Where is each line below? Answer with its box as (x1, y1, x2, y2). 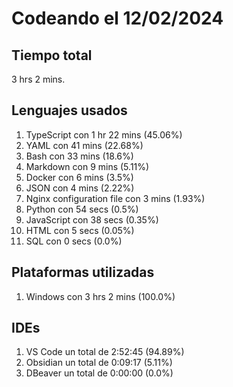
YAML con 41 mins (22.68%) (25, 139, 144, 151)
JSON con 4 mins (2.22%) (25, 182, 135, 194)
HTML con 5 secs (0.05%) (25, 224, 135, 236)
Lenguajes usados (11, 102, 128, 119)
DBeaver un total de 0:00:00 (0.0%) (25, 367, 174, 379)
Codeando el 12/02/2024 (11, 7, 224, 30)
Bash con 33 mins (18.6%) (25, 150, 134, 162)
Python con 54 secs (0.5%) (25, 203, 139, 215)
